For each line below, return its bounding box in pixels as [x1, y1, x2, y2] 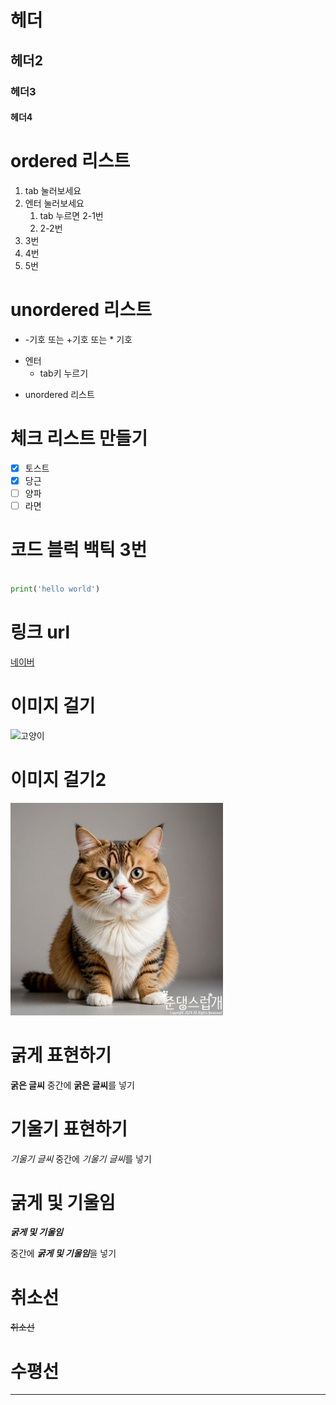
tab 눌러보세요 [24, 185, 82, 197]
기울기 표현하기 [10, 1117, 128, 1140]
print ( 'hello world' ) [10, 584, 101, 594]
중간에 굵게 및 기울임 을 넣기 [10, 1247, 117, 1260]
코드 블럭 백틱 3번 [10, 539, 148, 561]
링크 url [10, 621, 71, 644]
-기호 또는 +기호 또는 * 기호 [24, 333, 133, 345]
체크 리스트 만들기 [10, 427, 148, 450]
